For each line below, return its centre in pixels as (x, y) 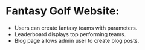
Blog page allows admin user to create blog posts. (77, 40)
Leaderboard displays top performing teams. (70, 34)
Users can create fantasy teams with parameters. (76, 28)
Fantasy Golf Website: (63, 11)
